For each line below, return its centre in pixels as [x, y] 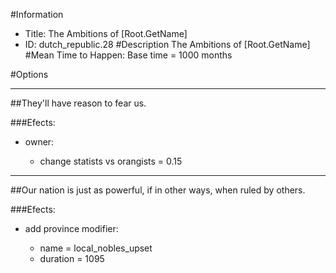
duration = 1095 [72, 258]
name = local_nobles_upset [96, 248]
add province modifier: [71, 228]
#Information [37, 14]
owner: [39, 142]
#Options [29, 74]
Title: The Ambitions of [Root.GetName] [106, 33]
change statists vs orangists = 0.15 [111, 161]
